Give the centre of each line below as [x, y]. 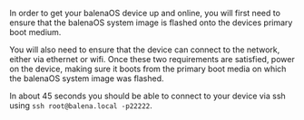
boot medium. [35, 32]
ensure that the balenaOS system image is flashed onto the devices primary [151, 23]
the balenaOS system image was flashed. [87, 78]
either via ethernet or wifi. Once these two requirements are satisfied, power [152, 59]
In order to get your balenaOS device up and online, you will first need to [145, 13]
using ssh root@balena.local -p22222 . [81, 106]
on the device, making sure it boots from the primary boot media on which [148, 69]
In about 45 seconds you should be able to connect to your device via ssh [147, 96]
